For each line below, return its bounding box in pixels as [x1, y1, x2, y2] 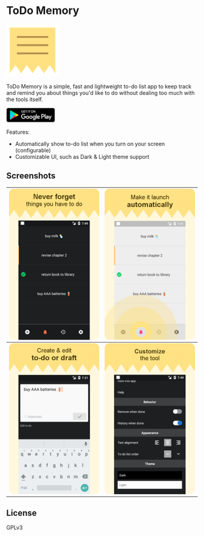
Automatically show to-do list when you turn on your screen [15, 140, 165, 147]
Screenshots [6, 171, 56, 181]
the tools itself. [6, 96, 44, 103]
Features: [6, 128, 30, 136]
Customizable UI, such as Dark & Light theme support [15, 153, 150, 160]
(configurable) [15, 147, 52, 154]
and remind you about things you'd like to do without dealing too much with [6, 89, 195, 96]
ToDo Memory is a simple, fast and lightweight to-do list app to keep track [6, 83, 192, 90]
